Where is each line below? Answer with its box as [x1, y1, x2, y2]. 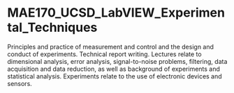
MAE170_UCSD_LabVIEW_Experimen [7, 5, 226, 21]
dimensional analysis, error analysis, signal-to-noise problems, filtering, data [7, 57, 228, 65]
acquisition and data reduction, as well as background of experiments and [7, 65, 220, 73]
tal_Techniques [7, 19, 98, 35]
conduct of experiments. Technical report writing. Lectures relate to [7, 50, 202, 58]
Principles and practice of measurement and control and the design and [7, 42, 214, 51]
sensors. [7, 79, 33, 87]
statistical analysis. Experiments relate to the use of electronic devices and [7, 71, 222, 81]
